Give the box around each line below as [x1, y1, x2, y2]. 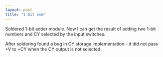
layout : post [5, 7, 33, 12]
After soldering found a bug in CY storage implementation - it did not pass [5, 40, 158, 46]
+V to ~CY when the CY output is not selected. [5, 46, 102, 52]
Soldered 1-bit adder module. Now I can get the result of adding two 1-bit [5, 25, 156, 31]
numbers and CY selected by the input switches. [5, 31, 106, 37]
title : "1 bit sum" [5, 12, 46, 17]
